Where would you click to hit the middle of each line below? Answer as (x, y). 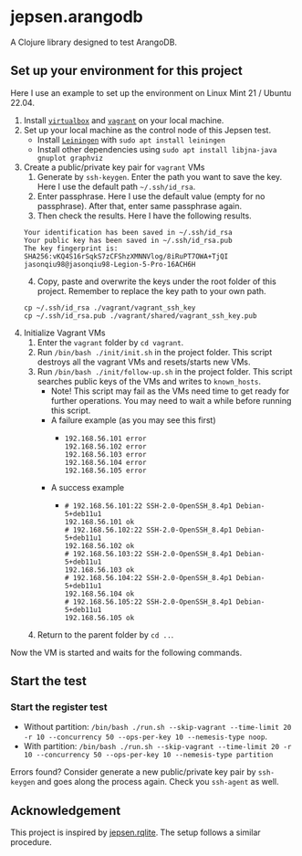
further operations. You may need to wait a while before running (171, 400)
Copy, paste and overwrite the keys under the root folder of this (156, 281)
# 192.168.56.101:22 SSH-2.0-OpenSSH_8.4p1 (148, 506)
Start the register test (59, 707)
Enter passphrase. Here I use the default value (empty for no (151, 196)
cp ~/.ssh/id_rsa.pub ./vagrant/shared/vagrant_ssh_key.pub (140, 316)
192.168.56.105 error (105, 470)
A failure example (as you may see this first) (134, 420)
